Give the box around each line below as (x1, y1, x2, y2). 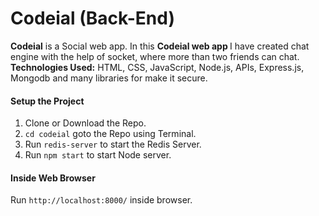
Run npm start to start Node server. (24, 149, 172, 161)
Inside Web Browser (10, 172, 96, 184)
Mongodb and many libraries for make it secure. (10, 72, 208, 84)
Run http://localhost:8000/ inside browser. (10, 194, 193, 206)
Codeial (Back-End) (10, 7, 175, 30)
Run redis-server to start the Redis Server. (24, 138, 202, 151)
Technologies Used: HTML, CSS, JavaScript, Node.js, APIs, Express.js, (10, 61, 305, 73)
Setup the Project (10, 95, 85, 107)
